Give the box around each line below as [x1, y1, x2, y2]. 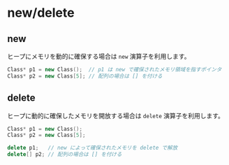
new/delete [7, 5, 75, 21]
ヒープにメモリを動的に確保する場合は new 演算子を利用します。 [7, 52, 191, 60]
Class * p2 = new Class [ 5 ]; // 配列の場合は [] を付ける [7, 72, 163, 80]
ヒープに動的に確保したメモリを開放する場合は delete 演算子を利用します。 [7, 111, 225, 120]
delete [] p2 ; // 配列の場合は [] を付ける [7, 151, 122, 158]
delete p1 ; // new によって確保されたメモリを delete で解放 [7, 145, 178, 152]
